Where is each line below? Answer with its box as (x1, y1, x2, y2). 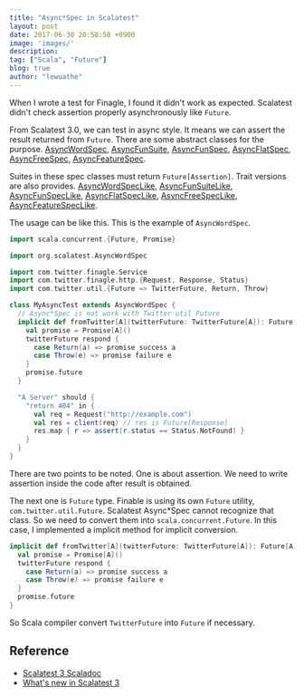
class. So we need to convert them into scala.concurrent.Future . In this (9, 514, 278, 526)
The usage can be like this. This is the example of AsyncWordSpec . (9, 217, 252, 227)
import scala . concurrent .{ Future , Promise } (9, 235, 176, 244)
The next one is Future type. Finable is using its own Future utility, (9, 495, 255, 506)
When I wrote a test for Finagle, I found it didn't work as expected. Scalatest (9, 97, 292, 108)
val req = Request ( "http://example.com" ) (33, 410, 193, 419)
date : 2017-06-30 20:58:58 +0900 (9, 30, 136, 39)
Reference (9, 643, 70, 659)
